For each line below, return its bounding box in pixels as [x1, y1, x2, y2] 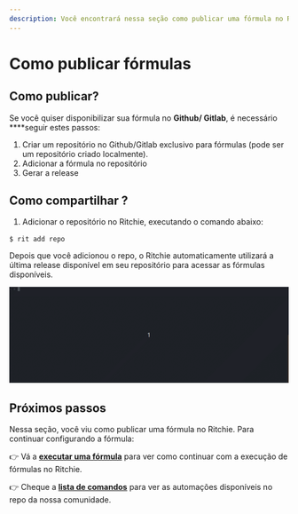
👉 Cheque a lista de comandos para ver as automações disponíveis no [9, 482, 273, 492]
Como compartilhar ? [9, 194, 129, 209]
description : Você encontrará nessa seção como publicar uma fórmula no [9, 14, 284, 23]
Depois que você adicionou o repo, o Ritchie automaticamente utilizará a [9, 250, 274, 261]
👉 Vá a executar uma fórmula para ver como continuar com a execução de [9, 451, 288, 462]
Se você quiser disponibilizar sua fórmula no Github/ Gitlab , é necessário [9, 112, 278, 123]
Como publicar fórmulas [9, 53, 192, 74]
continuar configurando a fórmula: [9, 433, 135, 444]
